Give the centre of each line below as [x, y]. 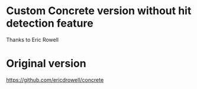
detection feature [50, 23]
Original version [46, 64]
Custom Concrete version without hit [99, 11]
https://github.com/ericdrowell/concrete [55, 80]
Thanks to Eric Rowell [33, 39]
